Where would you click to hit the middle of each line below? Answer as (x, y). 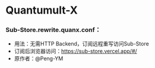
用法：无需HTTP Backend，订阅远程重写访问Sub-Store (81, 44)
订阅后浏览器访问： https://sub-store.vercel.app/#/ (75, 51)
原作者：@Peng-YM (39, 59)
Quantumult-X (42, 10)
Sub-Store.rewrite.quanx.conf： (53, 30)
